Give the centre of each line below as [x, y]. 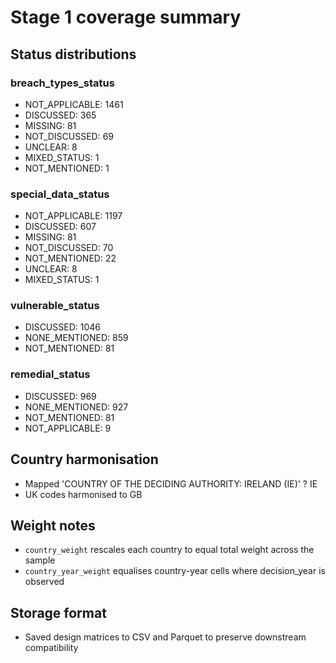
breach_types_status [62, 83]
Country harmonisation [84, 459]
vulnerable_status [55, 306]
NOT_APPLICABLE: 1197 [73, 216]
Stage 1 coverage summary [126, 17]
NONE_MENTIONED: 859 [76, 338]
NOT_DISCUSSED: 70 [69, 248]
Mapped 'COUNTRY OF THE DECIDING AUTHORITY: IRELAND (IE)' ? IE [171, 483]
